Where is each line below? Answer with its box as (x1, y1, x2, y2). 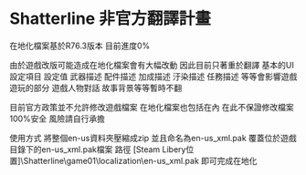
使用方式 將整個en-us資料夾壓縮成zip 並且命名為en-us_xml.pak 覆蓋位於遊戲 (9, 132, 297, 143)
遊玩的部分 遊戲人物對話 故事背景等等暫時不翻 (9, 82, 183, 93)
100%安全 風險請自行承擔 (9, 113, 106, 124)
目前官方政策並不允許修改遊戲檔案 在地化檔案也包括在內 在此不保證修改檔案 (9, 101, 294, 112)
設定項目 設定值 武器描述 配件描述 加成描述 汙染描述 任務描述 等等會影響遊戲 (9, 70, 298, 82)
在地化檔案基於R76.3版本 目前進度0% (9, 40, 151, 51)
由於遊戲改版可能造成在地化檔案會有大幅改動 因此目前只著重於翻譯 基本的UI (9, 59, 295, 70)
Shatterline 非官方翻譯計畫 (9, 8, 212, 29)
